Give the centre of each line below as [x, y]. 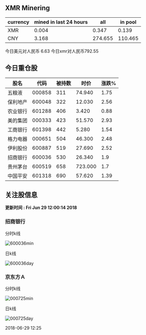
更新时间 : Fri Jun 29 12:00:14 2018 [41, 208]
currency [18, 22]
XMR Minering [28, 8]
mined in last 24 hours [61, 22]
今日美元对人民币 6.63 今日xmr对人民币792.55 [52, 51]
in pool [128, 22]
